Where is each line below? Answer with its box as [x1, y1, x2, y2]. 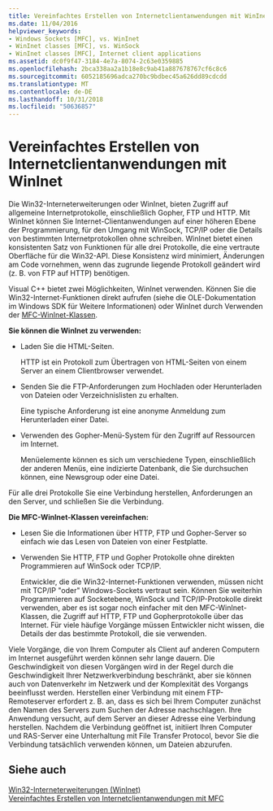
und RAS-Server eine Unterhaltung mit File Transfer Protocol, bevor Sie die [8, 731, 259, 741]
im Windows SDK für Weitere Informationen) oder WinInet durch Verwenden [8, 302, 263, 312]
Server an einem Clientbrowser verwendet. [19, 366, 164, 376]
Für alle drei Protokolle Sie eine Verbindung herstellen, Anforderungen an [8, 488, 253, 498]
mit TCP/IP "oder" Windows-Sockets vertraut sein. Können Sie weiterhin [19, 586, 262, 595]
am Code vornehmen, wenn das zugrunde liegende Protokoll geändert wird [8, 259, 261, 269]
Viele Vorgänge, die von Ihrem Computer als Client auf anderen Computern [8, 644, 260, 655]
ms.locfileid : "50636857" [8, 102, 96, 111]
